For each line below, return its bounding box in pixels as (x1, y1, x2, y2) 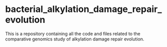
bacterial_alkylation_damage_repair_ (5, 3, 162, 15)
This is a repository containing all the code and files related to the (5, 30, 140, 36)
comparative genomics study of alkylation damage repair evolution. (5, 36, 144, 42)
